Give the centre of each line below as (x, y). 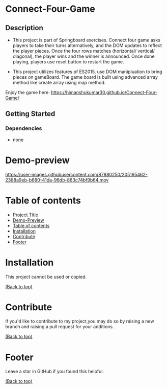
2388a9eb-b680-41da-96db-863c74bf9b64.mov (57, 180)
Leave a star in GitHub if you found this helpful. (55, 372)
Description (24, 28)
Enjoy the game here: (27, 92)
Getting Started (30, 114)
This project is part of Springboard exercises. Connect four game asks (86, 40)
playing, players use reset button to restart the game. (68, 62)
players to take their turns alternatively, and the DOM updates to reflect (87, 45)
